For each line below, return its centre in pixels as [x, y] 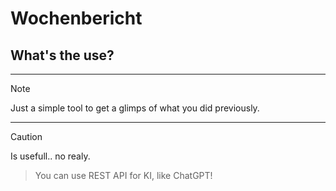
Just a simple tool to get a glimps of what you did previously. [135, 108]
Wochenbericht [76, 18]
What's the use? [62, 55]
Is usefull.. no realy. [50, 156]
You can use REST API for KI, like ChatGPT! [123, 175]
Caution [26, 136]
